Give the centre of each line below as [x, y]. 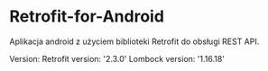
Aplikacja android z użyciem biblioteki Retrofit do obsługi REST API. [134, 41]
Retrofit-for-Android [87, 17]
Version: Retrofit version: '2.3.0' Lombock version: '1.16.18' [117, 58]
